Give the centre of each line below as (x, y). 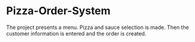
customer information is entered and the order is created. (76, 33)
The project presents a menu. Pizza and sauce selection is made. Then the (97, 27)
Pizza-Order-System (59, 11)
